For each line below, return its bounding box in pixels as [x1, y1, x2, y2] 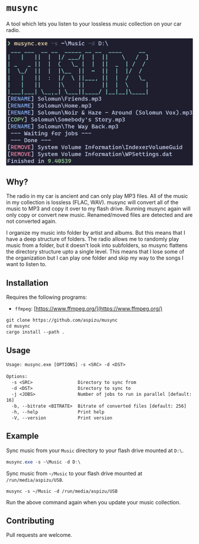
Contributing [6, 516, 54, 526]
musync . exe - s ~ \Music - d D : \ [6, 459, 81, 465]
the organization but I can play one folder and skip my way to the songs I [6, 254, 184, 261]
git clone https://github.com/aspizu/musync [6, 318, 118, 324]
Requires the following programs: [6, 294, 87, 301]
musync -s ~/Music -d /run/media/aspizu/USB [6, 488, 118, 494]
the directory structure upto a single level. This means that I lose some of [6, 248, 185, 255]
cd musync [6, 324, 31, 329]
